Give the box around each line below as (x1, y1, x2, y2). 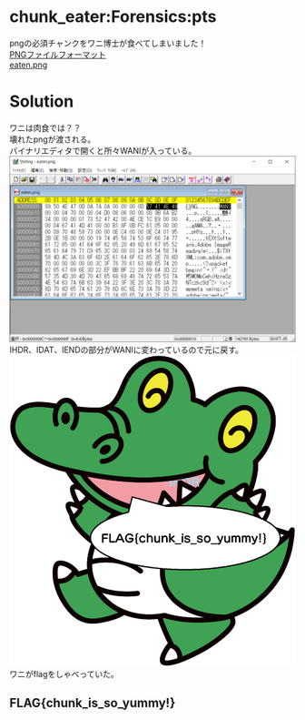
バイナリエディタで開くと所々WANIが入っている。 (9, 145, 197, 156)
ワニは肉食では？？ (9, 122, 82, 133)
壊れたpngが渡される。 (9, 134, 96, 145)
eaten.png (9, 59, 48, 70)
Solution (9, 91, 74, 112)
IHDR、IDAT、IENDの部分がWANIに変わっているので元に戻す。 (9, 344, 243, 356)
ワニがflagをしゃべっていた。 (9, 668, 120, 679)
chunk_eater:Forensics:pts (9, 6, 217, 27)
